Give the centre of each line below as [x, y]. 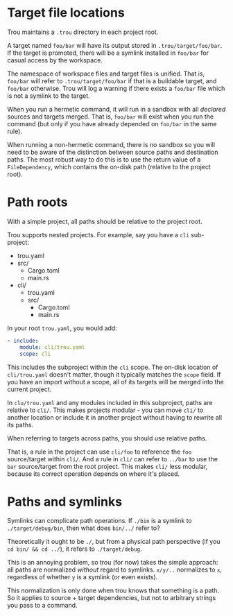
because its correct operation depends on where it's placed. [94, 474]
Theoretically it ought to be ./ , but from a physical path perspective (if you [114, 542]
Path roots [37, 202]
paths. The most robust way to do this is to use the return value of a [104, 159]
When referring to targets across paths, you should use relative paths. [107, 438]
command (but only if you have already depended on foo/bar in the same [112, 123]
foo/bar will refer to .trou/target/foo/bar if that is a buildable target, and [112, 80]
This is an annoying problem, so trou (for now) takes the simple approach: [113, 563]
